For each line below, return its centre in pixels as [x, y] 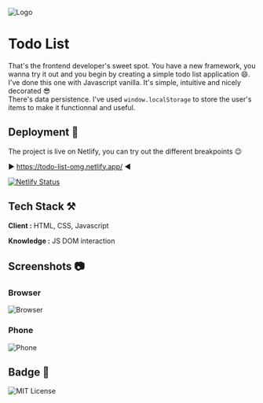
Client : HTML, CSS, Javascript [58, 225]
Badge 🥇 [29, 372]
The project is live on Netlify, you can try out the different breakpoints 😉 [125, 151]
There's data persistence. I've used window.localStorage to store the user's [130, 99]
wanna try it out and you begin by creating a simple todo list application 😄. [129, 74]
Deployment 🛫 [43, 133]
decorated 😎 [29, 91]
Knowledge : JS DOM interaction [62, 241]
